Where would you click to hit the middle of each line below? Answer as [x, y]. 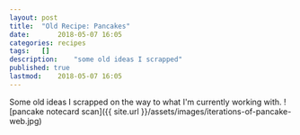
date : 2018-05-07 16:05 [66, 34]
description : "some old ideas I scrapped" [96, 59]
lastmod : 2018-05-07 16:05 [66, 76]
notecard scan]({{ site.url [93, 111]
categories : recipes [48, 43]
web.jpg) [26, 121]
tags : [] [30, 51]
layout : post [34, 18]
